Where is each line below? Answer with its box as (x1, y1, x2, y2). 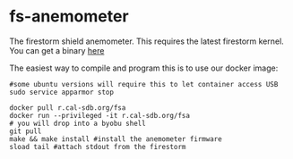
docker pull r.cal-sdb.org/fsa (9, 103, 126, 113)
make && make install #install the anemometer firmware (9, 134, 222, 144)
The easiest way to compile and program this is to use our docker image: (9, 63, 279, 73)
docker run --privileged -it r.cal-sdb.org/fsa (9, 111, 191, 120)
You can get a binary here (9, 45, 105, 55)
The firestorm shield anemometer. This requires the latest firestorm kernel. (9, 36, 284, 46)
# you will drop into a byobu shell (9, 119, 146, 128)
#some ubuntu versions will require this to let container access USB (9, 79, 279, 88)
